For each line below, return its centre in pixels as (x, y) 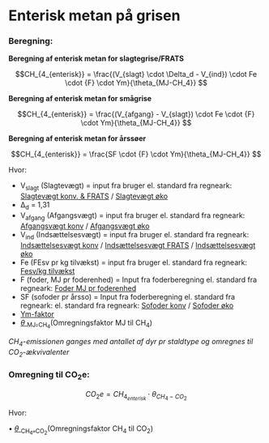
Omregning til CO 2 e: (49, 376)
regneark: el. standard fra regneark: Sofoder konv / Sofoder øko (127, 305)
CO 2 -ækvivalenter (39, 353)
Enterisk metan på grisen (94, 16)
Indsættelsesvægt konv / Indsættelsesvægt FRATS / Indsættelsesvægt (138, 245)
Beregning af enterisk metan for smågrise (80, 99)
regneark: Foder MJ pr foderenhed (78, 288)
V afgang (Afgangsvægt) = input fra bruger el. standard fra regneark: (132, 216)
